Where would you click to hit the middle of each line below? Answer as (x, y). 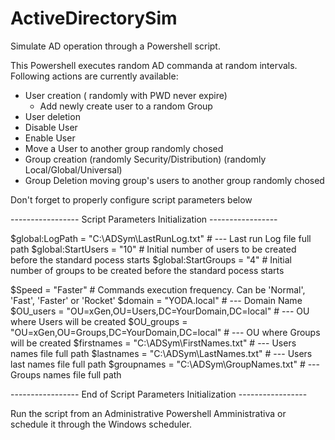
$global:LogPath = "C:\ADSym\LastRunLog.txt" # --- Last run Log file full (161, 238)
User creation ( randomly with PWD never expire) (126, 95)
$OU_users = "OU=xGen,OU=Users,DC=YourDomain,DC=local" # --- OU (160, 311)
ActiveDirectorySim (94, 18)
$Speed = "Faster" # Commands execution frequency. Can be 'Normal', (158, 289)
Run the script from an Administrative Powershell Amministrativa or (148, 413)
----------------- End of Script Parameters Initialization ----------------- (159, 394)
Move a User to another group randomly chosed (124, 148)
